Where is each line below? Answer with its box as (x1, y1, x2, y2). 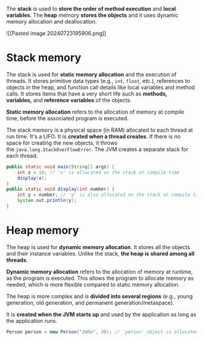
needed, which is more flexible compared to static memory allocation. (6, 281, 180, 288)
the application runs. (6, 317, 57, 324)
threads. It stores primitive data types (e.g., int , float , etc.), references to (6, 77, 190, 84)
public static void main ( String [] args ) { (6, 163, 115, 170)
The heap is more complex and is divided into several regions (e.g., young (6, 293, 193, 300)
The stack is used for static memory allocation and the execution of (6, 71, 177, 78)
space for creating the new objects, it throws (6, 139, 118, 146)
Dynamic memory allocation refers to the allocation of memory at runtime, (6, 268, 193, 275)
